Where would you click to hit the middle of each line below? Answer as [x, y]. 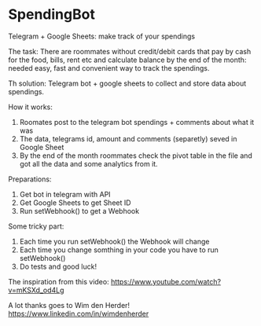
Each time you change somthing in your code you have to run [119, 250]
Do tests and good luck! [58, 266]
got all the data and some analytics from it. [89, 163]
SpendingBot [52, 15]
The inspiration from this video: [59, 281]
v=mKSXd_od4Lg [36, 290]
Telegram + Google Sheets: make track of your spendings [101, 36]
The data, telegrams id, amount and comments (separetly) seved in [128, 138]
